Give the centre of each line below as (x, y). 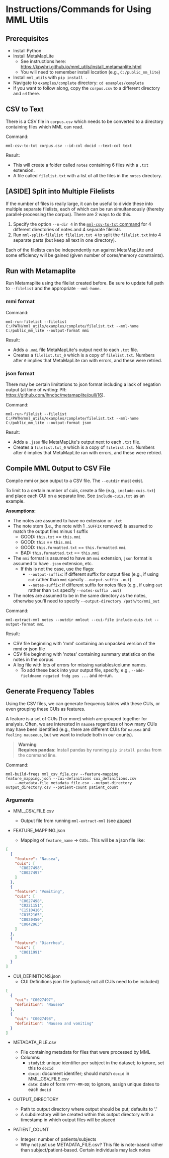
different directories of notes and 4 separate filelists (67, 229)
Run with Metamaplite (41, 271)
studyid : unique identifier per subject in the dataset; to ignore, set (96, 1063)
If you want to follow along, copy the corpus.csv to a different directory (87, 88)
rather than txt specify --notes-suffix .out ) (74, 590)
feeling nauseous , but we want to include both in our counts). (70, 734)
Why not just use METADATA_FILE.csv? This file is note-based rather (92, 1145)
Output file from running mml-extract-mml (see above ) (76, 821)
